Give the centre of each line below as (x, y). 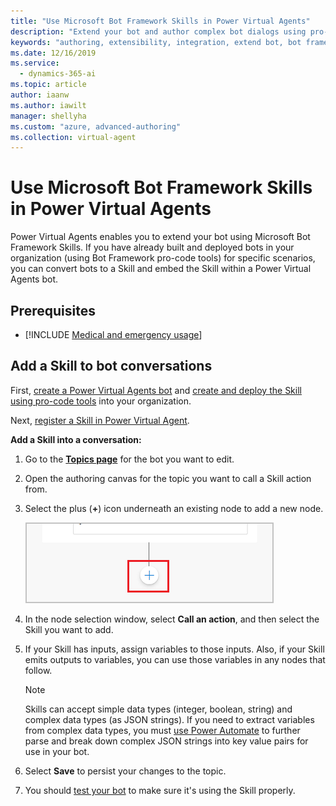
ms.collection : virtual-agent (73, 137)
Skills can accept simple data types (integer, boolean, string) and (158, 709)
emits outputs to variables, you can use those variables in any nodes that (175, 659)
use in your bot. (57, 751)
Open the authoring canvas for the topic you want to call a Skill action (168, 478)
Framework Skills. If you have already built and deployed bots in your (152, 247)
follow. (38, 670)
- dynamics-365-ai (58, 74)
